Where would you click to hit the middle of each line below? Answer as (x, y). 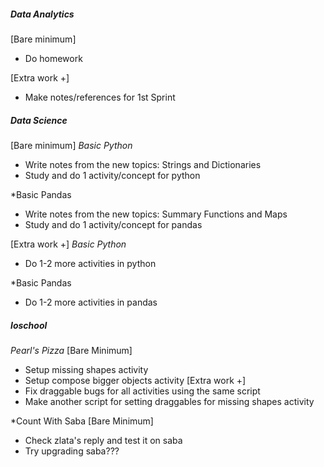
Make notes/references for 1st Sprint (100, 97)
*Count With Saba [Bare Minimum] (82, 421)
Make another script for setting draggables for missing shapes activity (169, 401)
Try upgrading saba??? (72, 451)
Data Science (39, 120)
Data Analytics (42, 14)
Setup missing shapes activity (86, 369)
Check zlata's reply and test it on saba (103, 440)
